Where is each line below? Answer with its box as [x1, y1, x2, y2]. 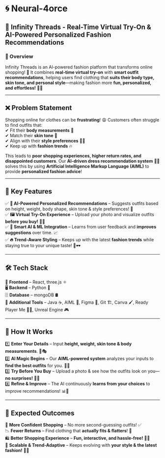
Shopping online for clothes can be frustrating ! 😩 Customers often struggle [5, 116, 160, 123]
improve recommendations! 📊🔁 [5, 388, 69, 394]
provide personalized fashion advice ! [5, 168, 82, 174]
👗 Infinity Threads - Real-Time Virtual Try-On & [5, 23, 151, 31]
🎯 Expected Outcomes [5, 409, 75, 417]
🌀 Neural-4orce [5, 3, 68, 14]
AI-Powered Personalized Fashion [5, 30, 111, 39]
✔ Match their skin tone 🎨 [5, 132, 57, 138]
